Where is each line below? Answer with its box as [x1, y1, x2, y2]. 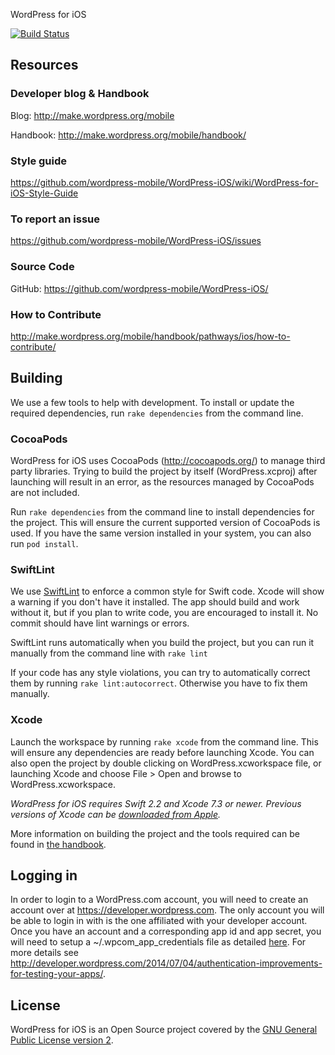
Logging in [10, 867, 78, 884]
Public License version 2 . [10, 1034, 114, 1046]
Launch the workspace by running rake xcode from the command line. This [10, 735, 319, 748]
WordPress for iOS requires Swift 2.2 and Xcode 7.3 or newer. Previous [10, 797, 302, 809]
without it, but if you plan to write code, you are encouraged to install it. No [10, 607, 319, 619]
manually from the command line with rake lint [10, 647, 208, 659]
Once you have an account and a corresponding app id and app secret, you [10, 925, 322, 938]
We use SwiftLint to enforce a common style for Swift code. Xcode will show [10, 585, 325, 598]
